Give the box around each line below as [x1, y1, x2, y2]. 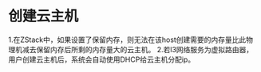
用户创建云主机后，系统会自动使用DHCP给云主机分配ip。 [8, 55, 196, 64]
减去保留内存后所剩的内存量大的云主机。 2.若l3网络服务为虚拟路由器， [22, 44, 254, 54]
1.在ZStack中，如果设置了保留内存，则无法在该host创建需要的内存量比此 [8, 35, 247, 44]
